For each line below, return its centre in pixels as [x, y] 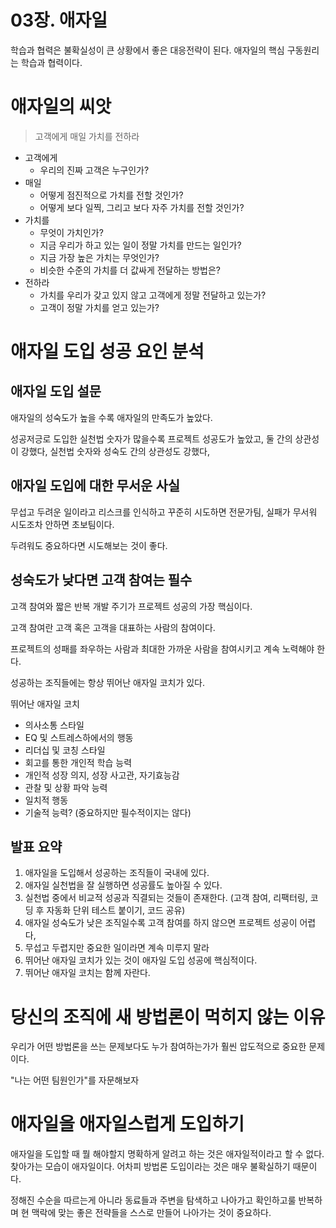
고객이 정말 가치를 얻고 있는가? [99, 307]
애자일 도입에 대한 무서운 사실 [95, 486]
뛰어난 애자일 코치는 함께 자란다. [87, 973]
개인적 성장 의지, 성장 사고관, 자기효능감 [102, 775]
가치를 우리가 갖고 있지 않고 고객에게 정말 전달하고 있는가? [153, 295]
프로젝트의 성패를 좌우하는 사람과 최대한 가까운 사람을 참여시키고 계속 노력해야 [162, 648]
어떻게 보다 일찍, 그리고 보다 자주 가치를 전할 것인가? [142, 207]
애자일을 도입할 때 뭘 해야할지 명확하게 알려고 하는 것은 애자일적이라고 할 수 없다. [167, 1154]
